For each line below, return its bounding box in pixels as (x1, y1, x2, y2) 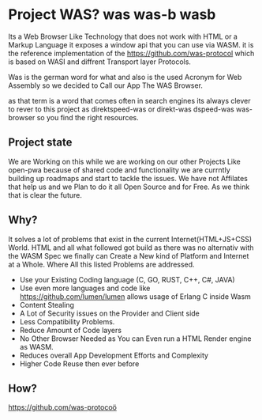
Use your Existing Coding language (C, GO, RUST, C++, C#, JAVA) (19, 274, 235, 284)
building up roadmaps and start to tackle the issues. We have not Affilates (8, 173, 249, 183)
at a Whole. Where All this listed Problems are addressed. (8, 259, 195, 269)
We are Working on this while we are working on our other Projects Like (8, 157, 241, 166)
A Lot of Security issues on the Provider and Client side (19, 308, 200, 318)
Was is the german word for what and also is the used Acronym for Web (8, 72, 242, 81)
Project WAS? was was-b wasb (8, 6, 216, 24)
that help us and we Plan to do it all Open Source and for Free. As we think (8, 182, 250, 191)
